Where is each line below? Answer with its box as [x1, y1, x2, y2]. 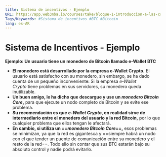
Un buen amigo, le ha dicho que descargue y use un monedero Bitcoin [12, 94, 159, 100]
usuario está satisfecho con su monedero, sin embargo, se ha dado [12, 73, 150, 79]
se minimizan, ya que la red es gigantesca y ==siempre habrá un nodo [12, 131, 156, 137]
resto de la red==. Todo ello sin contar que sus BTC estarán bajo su [12, 141, 150, 147]
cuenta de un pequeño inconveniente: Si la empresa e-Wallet [12, 78, 137, 84]
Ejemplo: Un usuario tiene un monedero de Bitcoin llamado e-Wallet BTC [5, 59, 156, 64]
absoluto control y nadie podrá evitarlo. [12, 146, 93, 153]
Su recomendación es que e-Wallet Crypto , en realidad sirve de [12, 110, 146, 116]
